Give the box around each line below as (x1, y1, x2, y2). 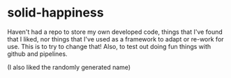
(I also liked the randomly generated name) (7, 63, 131, 71)
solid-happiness (7, 5, 104, 21)
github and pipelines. (7, 50, 68, 58)
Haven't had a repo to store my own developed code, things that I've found (7, 28, 223, 36)
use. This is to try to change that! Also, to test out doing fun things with (7, 42, 211, 50)
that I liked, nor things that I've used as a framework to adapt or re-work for (7, 35, 225, 43)
